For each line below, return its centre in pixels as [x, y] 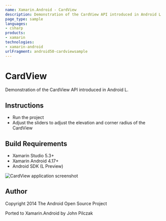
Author [16, 191]
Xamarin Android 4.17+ [35, 161]
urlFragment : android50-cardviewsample [46, 51]
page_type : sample [24, 19]
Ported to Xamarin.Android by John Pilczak [49, 213]
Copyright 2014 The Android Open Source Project [56, 203]
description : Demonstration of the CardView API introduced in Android [81, 14]
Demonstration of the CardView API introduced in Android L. [67, 90]
